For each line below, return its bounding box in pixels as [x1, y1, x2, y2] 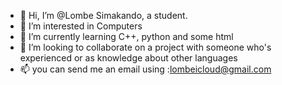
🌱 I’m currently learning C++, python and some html [19, 31, 234, 42]
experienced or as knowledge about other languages [19, 52, 238, 64]
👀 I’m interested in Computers [19, 20, 143, 32]
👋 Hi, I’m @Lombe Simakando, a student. [19, 10, 188, 21]
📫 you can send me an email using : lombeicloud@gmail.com [19, 63, 272, 75]
